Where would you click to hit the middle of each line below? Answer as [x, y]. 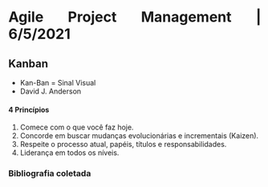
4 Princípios [29, 109]
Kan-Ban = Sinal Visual [58, 83]
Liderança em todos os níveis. [69, 153]
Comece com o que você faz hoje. [77, 127]
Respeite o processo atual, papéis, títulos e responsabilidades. [123, 145]
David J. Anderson [51, 91]
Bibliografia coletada [50, 173]
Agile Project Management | [135, 17]
